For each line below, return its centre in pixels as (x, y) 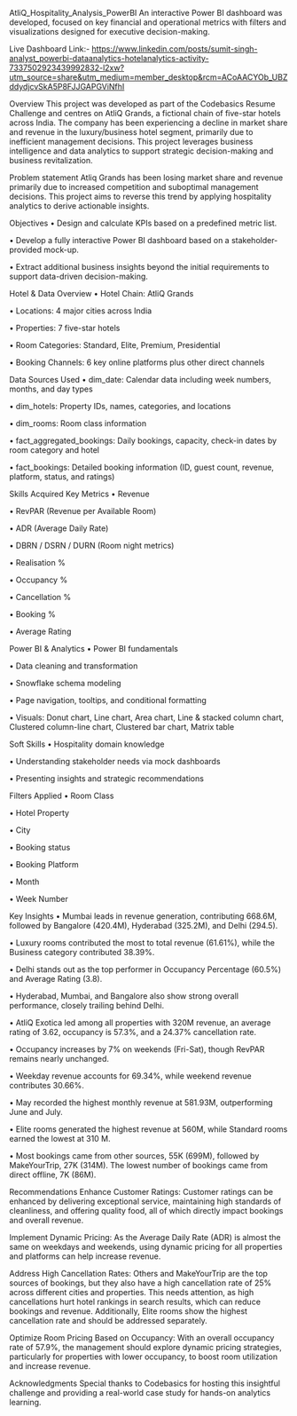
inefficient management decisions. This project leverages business (131, 142)
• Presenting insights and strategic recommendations (106, 779)
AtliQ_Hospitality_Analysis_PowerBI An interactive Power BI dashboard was (146, 13)
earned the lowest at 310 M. (60, 1139)
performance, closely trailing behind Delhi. (87, 1005)
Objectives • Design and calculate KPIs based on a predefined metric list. (143, 223)
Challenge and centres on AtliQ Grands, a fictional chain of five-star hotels (145, 113)
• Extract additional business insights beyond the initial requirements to (139, 267)
